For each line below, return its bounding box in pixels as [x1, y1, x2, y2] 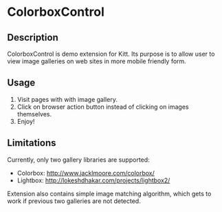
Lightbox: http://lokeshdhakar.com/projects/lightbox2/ [16, 176, 170, 184]
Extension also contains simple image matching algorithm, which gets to [7, 189, 212, 198]
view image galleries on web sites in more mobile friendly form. [7, 57, 187, 65]
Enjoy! [16, 117, 35, 125]
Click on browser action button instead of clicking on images [16, 103, 189, 111]
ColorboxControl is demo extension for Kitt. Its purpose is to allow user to [7, 50, 215, 58]
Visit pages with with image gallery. [16, 95, 118, 103]
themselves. [16, 109, 52, 118]
